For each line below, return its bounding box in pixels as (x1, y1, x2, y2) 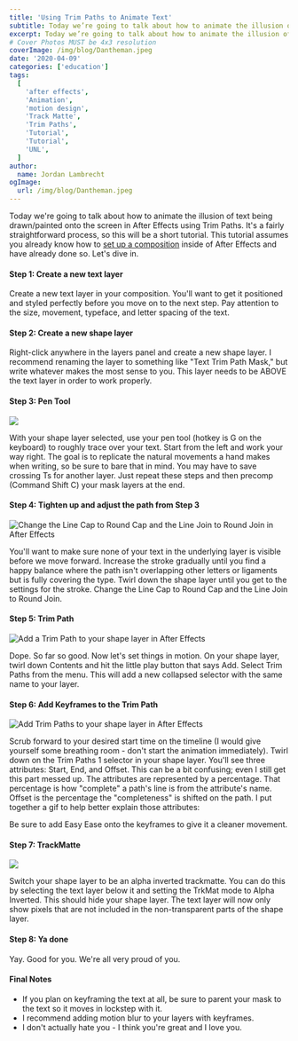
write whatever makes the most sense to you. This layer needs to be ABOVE (9, 366, 286, 377)
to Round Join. (9, 593, 63, 603)
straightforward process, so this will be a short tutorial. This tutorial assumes (9, 230, 289, 240)
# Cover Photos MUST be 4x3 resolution (9, 37, 157, 47)
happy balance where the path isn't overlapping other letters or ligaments (9, 564, 278, 575)
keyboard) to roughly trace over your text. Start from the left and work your (9, 441, 284, 453)
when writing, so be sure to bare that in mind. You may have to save (9, 461, 257, 471)
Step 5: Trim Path (9, 613, 74, 624)
